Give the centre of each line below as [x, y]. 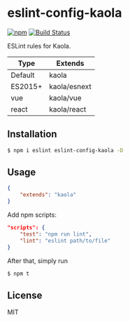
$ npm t [19, 274]
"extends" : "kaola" [48, 195]
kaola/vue [65, 98]
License [25, 295]
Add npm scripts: [32, 215]
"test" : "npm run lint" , [56, 234]
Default [23, 75]
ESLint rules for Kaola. [39, 46]
